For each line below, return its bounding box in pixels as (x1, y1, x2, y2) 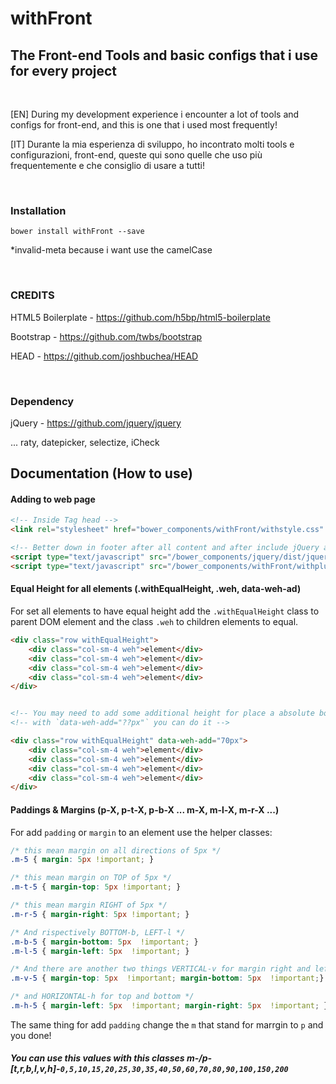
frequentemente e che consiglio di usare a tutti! (10, 160, 205, 171)
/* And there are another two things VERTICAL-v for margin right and (10, 964, 311, 974)
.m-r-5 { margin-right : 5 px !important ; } (10, 909, 190, 919)
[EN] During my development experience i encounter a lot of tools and (10, 108, 300, 120)
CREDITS (10, 288, 55, 302)
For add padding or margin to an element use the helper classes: (10, 826, 273, 838)
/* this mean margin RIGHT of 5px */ (10, 900, 168, 911)
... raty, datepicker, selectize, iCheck (10, 436, 160, 448)
